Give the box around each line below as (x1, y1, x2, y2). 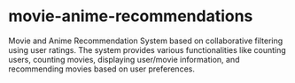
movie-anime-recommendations (8, 6, 253, 26)
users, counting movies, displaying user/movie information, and (8, 54, 240, 64)
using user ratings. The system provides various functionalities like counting (8, 44, 287, 55)
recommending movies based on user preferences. (8, 64, 196, 74)
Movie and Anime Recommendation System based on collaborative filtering (8, 35, 283, 46)
